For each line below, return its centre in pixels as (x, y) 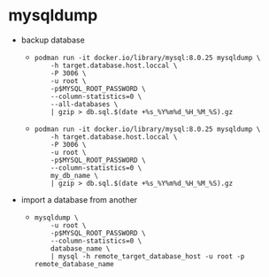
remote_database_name (74, 264)
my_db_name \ (75, 175)
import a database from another (79, 199)
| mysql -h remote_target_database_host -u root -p (148, 256)
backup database (53, 40)
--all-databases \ (85, 104)
